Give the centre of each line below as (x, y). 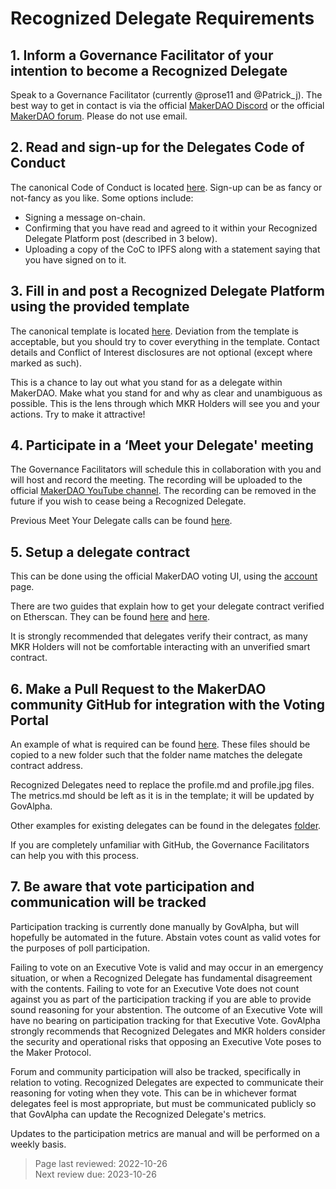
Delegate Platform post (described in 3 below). (121, 238)
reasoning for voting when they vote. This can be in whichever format (153, 1093)
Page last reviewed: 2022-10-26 (101, 1163)
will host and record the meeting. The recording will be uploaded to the (156, 480)
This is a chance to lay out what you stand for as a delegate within (146, 382)
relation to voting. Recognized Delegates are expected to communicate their (167, 1082)
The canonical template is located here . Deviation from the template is (155, 331)
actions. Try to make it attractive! (78, 414)
